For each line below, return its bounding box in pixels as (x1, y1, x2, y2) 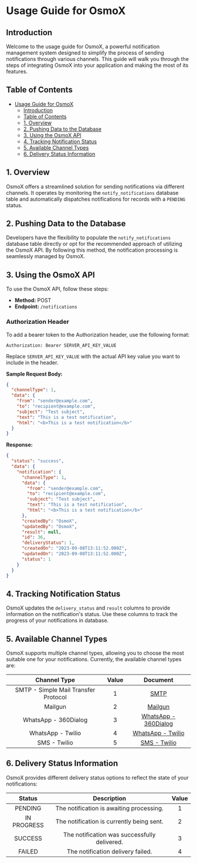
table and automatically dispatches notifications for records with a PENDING (6, 195, 186, 202)
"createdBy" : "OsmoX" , (21, 518, 77, 524)
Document (143, 676, 174, 684)
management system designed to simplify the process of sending (6, 49, 164, 56)
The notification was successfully (63, 830, 156, 838)
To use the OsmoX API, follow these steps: (6, 286, 109, 293)
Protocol (43, 693, 67, 702)
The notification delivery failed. (66, 847, 152, 855)
